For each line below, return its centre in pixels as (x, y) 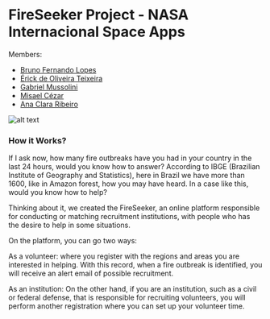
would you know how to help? (58, 193)
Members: (25, 54)
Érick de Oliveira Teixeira (61, 78)
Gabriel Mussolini (49, 87)
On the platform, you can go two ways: (73, 241)
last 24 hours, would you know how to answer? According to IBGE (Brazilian (134, 167)
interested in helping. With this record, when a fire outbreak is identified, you (135, 265)
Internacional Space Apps (97, 32)
